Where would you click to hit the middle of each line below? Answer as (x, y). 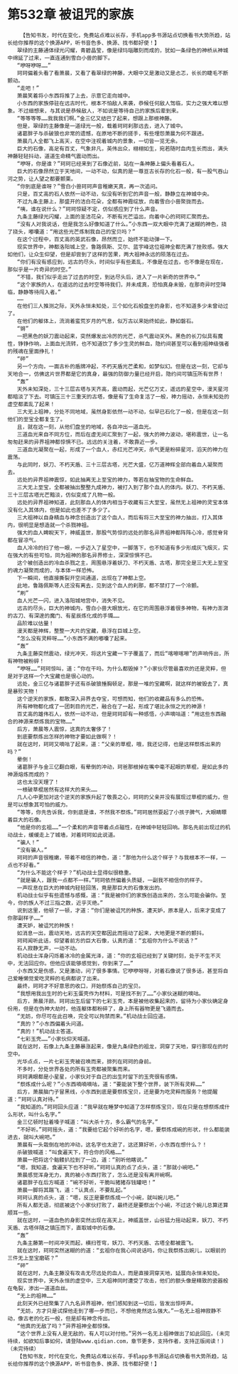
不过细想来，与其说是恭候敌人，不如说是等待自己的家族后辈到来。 (100, 111)
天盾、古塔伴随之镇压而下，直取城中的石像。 (63, 1227)
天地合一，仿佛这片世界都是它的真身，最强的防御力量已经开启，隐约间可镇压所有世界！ (116, 374)
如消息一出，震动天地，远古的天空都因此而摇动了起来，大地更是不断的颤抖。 (112, 933)
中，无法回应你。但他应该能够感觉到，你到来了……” (70, 963)
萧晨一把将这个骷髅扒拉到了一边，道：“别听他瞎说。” (82, 1160)
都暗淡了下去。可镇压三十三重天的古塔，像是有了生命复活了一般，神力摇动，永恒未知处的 (118, 396)
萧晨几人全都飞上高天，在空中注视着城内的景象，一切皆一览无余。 (99, 141)
